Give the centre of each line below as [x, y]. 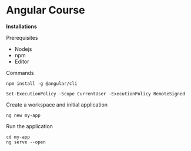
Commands [20, 73]
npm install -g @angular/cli [42, 83]
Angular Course [46, 10]
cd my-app [18, 137]
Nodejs [23, 49]
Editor [22, 61]
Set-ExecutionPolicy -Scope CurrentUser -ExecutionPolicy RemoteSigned [95, 94]
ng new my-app [24, 115]
